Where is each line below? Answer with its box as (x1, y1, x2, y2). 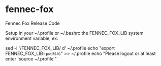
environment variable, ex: (5, 35, 58, 41)
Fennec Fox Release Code (5, 20, 60, 26)
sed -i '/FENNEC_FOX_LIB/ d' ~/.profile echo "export (5, 45, 115, 51)
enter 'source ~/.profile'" (5, 55, 57, 61)
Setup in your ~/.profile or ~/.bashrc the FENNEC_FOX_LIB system (5, 30, 144, 36)
